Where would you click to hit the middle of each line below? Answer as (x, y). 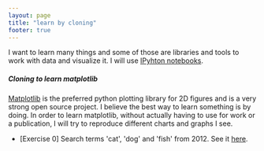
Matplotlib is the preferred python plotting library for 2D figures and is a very (132, 98)
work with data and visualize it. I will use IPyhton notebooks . (106, 61)
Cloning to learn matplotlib (53, 79)
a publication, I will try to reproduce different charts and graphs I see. (121, 123)
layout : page (30, 15)
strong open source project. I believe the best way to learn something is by (130, 107)
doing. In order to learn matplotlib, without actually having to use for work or (132, 116)
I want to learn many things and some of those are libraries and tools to (124, 53)
